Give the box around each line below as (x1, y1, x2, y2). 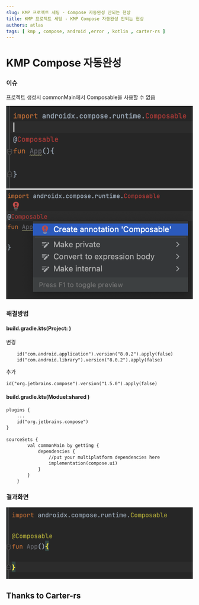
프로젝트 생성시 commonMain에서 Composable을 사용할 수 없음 (6, 94, 156, 101)
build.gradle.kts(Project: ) (6, 325, 72, 332)
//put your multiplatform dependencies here (48, 454, 161, 460)
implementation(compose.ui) (48, 460, 118, 466)
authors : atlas (6, 22, 44, 28)
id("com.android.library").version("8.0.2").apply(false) (17, 357, 163, 363)
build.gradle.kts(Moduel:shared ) (6, 393, 90, 400)
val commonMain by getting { (27, 443, 99, 449)
